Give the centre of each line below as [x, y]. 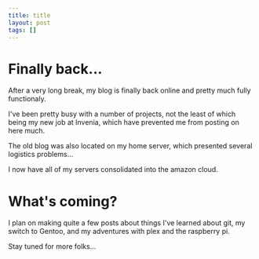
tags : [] [22, 30]
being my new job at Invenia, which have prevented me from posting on [124, 122]
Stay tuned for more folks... [52, 246]
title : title [29, 15]
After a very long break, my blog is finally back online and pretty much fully [129, 90]
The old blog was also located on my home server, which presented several [130, 146]
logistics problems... [41, 155]
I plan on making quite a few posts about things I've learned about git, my [127, 223]
